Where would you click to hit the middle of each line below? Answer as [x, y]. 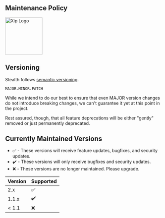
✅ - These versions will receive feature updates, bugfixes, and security [85, 151]
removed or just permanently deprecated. [48, 123]
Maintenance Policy [36, 8]
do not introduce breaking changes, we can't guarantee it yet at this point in [82, 103]
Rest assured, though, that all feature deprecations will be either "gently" [79, 118]
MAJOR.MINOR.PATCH [24, 89]
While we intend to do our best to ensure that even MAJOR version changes [82, 98]
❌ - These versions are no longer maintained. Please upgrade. [76, 169]
